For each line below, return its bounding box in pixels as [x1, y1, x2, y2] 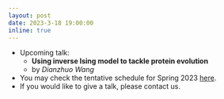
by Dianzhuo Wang [31, 65, 95, 74]
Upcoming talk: [19, 48, 70, 58]
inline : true [8, 26, 51, 34]
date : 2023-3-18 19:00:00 [8, 19, 93, 27]
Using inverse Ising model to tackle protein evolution [31, 56, 208, 66]
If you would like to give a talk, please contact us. [19, 82, 180, 91]
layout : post [8, 11, 51, 20]
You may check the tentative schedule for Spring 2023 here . [19, 73, 217, 83]
